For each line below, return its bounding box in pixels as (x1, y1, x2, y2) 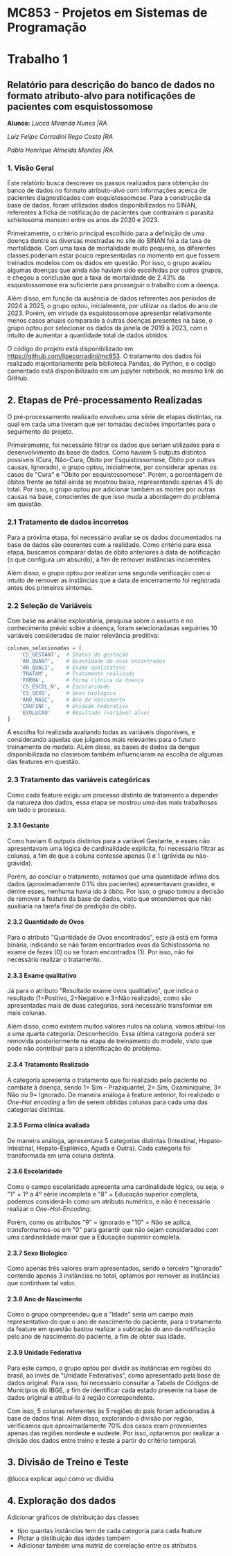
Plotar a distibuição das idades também (17, 1534, 130, 1542)
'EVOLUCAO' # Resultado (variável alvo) (19, 709, 150, 716)
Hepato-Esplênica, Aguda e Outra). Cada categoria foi (36, 1144, 191, 1152)
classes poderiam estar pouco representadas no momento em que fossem (7, 251, 220, 260)
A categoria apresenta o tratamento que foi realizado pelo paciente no (7, 1076, 208, 1084)
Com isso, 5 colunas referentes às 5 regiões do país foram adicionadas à (7, 1407, 215, 1415)
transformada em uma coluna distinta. (7, 1151, 116, 1160)
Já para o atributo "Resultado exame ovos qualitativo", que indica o (7, 987, 199, 995)
